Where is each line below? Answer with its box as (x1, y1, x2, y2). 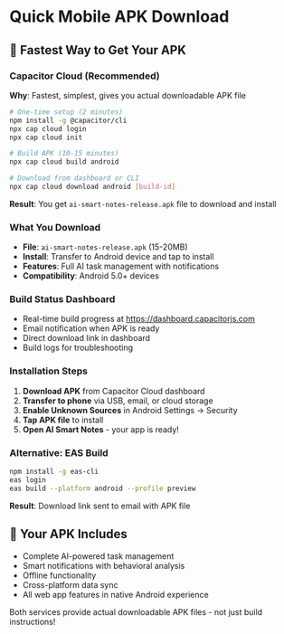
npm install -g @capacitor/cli (9, 116, 128, 125)
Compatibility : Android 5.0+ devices (22, 270, 160, 281)
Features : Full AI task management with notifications (22, 260, 220, 272)
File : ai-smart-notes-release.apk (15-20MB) (22, 241, 188, 252)
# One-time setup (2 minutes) (9, 107, 124, 117)
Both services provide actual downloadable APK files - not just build (9, 606, 263, 617)
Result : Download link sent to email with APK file (9, 500, 191, 511)
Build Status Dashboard (9, 293, 116, 306)
